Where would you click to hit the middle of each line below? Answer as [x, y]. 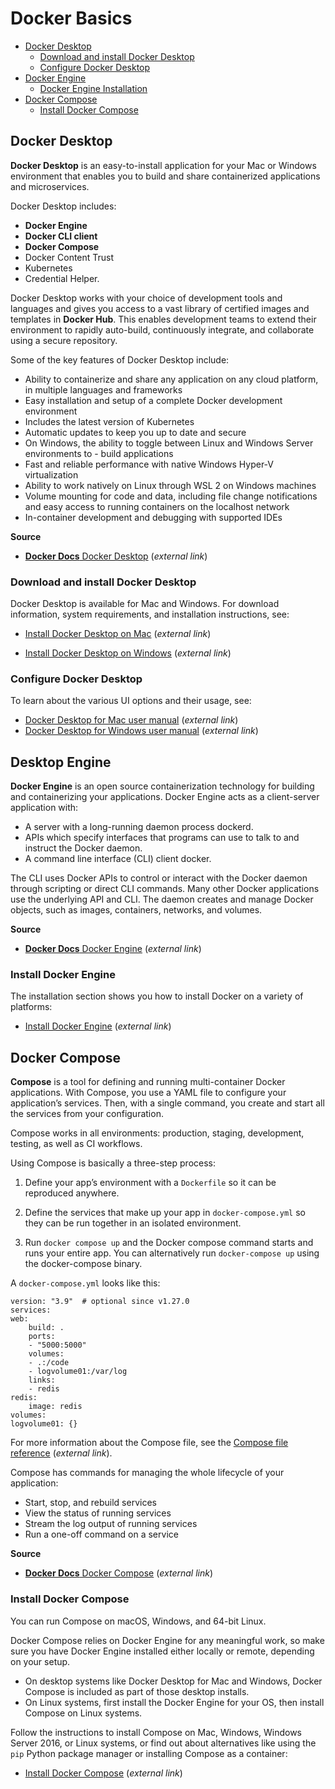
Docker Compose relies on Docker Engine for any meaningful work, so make [167, 1640]
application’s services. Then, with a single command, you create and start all [167, 1103]
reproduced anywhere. [72, 1193]
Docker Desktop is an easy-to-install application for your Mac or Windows [163, 165]
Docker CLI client [61, 236]
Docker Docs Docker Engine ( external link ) [113, 949]
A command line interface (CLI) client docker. [118, 859]
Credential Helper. [62, 278]
